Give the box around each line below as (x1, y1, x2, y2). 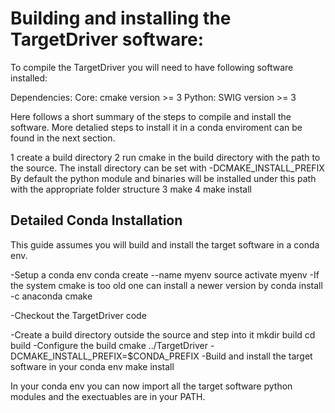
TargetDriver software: (10, 28, 205, 51)
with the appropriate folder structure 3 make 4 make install (10, 183, 252, 195)
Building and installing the (10, 7, 232, 30)
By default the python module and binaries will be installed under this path (10, 172, 317, 184)
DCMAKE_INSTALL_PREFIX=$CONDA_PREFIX (10, 350, 200, 362)
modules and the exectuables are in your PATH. (10, 390, 206, 402)
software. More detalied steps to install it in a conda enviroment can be (10, 121, 303, 133)
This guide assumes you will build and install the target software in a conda (10, 238, 320, 251)
